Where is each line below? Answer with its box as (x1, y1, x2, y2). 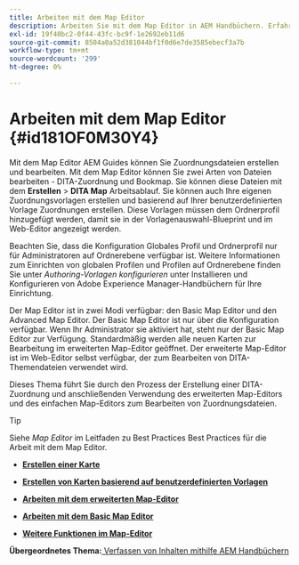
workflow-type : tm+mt (9, 46, 90, 55)
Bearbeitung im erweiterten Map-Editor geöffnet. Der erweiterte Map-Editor (9, 343, 287, 353)
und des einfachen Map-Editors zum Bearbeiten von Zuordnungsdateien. (9, 398, 278, 408)
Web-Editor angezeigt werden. (9, 223, 122, 234)
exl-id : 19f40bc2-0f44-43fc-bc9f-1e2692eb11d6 (9, 29, 185, 38)
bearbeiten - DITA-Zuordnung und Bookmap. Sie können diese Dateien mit (9, 175, 282, 187)
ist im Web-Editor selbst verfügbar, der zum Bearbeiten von (9, 352, 228, 363)
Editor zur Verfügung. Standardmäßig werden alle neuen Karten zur (9, 333, 256, 343)
